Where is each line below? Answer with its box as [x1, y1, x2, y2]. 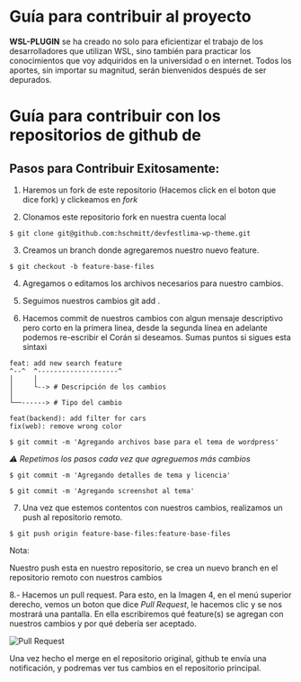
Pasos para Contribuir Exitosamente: [9, 160, 220, 176]
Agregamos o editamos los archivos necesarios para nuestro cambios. [22, 277, 284, 289]
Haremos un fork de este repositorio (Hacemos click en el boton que [22, 184, 277, 195]
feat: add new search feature [9, 358, 123, 368]
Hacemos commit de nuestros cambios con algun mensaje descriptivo [22, 312, 283, 323]
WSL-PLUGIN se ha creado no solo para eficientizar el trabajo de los [9, 36, 263, 47]
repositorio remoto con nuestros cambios [9, 571, 163, 582]
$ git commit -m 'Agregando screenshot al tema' [9, 486, 195, 496]
